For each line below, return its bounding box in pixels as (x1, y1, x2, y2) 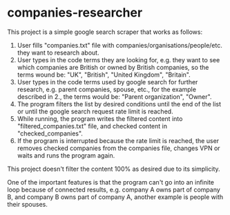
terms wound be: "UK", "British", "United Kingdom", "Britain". (17, 71, 191, 79)
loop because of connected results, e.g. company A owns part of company (7, 185, 221, 194)
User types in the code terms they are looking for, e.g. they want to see (17, 55, 220, 64)
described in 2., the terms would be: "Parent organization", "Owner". (17, 92, 212, 101)
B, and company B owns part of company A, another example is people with (7, 192, 224, 201)
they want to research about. (17, 48, 99, 57)
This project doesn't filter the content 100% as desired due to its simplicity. (7, 165, 220, 173)
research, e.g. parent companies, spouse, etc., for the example (17, 85, 197, 93)
